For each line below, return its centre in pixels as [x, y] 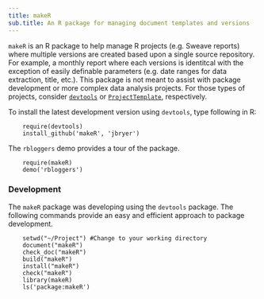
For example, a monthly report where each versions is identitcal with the [126, 62]
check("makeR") [48, 273]
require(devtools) [53, 126]
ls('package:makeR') [56, 287]
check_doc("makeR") [55, 252]
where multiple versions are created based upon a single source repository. [132, 54]
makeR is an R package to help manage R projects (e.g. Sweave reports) [124, 45]
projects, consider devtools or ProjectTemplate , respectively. [108, 96]
